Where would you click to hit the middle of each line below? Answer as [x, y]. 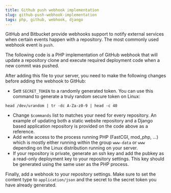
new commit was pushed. [32, 66]
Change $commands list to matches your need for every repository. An [84, 115]
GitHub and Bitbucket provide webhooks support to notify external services [85, 34]
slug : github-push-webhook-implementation [51, 15]
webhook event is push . [30, 45]
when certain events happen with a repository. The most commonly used [82, 39]
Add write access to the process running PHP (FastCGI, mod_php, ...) [86, 137]
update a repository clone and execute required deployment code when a [82, 60]
